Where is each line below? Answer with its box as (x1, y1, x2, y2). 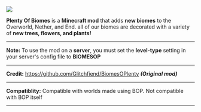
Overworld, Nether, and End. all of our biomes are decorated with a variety (6, 23, 190, 30)
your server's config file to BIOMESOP (6, 53, 101, 60)
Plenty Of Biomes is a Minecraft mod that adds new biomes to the (6, 17, 172, 24)
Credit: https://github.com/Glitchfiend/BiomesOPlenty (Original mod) (6, 70, 178, 77)
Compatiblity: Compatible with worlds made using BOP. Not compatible (6, 88, 184, 94)
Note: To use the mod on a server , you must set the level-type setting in (6, 47, 186, 54)
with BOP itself (6, 94, 43, 101)
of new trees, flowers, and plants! (6, 30, 92, 36)
